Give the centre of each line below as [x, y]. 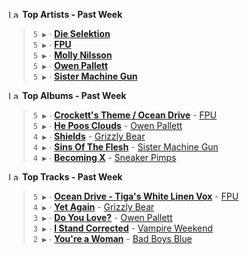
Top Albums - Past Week [74, 95]
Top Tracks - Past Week [72, 177]
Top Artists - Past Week [72, 14]
